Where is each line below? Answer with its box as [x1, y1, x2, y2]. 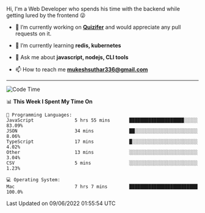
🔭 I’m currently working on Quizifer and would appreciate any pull [15, 24, 181, 31]
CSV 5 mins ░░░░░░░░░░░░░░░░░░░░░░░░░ [6, 160, 198, 166]
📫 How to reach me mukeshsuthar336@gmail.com [15, 66, 148, 73]
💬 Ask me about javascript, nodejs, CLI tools [15, 54, 129, 60]
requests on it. [15, 30, 52, 37]
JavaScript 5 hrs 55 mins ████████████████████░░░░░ [6, 117, 198, 123]
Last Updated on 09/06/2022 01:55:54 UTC [6, 200, 116, 207]
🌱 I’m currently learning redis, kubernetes [15, 42, 121, 49]
